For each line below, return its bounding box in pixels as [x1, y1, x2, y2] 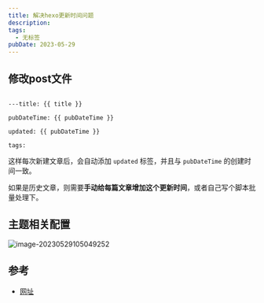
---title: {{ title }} [8, 100, 82, 108]
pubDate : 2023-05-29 [8, 41, 76, 49]
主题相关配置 [8, 218, 71, 231]
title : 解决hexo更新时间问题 [8, 11, 94, 20]
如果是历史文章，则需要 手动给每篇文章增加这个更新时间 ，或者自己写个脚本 [8, 183, 249, 192]
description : [8, 19, 51, 27]
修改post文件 [8, 72, 72, 85]
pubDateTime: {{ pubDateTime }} [8, 113, 114, 122]
